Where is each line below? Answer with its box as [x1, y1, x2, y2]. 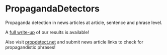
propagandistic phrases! [5, 44, 56, 50]
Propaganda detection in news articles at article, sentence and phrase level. [5, 19, 162, 25]
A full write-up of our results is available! [5, 29, 90, 35]
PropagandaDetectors [5, 3, 100, 14]
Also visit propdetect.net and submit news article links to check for [5, 38, 143, 45]
